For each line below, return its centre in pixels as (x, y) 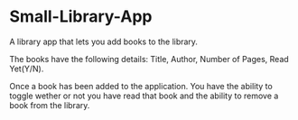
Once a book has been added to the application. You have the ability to (141, 86)
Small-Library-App (81, 17)
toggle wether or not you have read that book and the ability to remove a (144, 96)
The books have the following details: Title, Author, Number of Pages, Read (149, 59)
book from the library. (50, 105)
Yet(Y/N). (27, 69)
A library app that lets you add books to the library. (104, 42)
